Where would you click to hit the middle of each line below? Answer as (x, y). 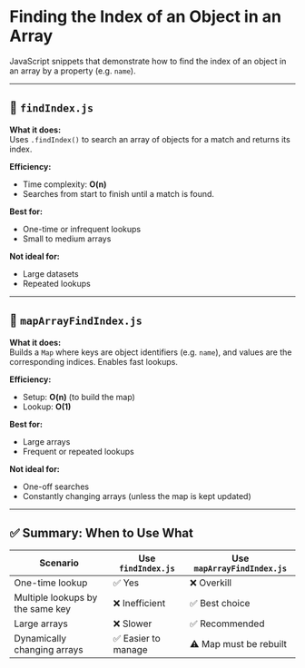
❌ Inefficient (139, 604)
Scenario (59, 563)
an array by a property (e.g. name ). (73, 71)
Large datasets (50, 273)
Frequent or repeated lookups (78, 451)
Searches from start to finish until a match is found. (118, 193)
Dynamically (40, 639)
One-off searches (55, 486)
